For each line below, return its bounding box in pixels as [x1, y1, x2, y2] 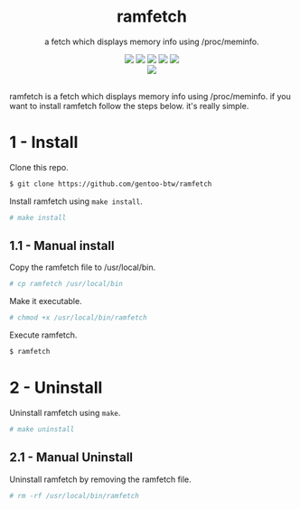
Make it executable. [9, 296, 83, 307]
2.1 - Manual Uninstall [9, 449, 134, 466]
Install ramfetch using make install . [9, 196, 143, 207]
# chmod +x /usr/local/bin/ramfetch [9, 313, 147, 322]
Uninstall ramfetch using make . [9, 408, 121, 418]
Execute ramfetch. [9, 329, 78, 340]
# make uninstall [9, 425, 75, 434]
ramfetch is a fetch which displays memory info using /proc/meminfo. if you [9, 90, 291, 101]
